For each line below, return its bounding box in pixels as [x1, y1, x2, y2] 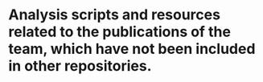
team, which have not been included [8, 40, 256, 58]
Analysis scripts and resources [8, 6, 221, 24]
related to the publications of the [8, 23, 232, 41]
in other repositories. [8, 57, 152, 76]
